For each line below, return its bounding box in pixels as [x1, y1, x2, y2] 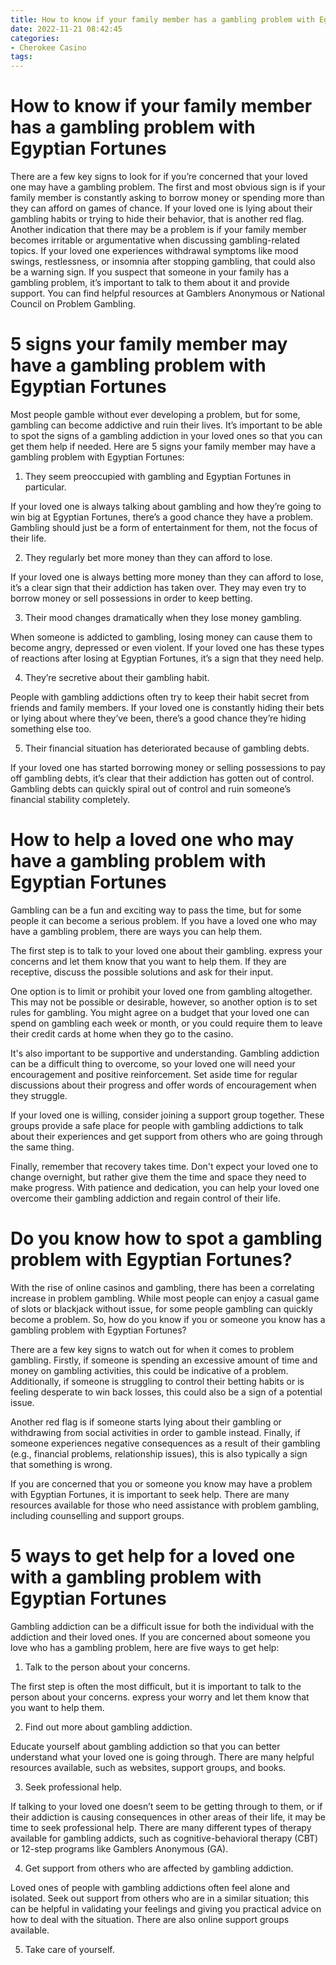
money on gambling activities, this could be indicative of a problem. [10, 1364, 289, 1376]
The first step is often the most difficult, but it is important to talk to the [10, 1680, 302, 1692]
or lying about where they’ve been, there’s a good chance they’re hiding [10, 712, 307, 724]
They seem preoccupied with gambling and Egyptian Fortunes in [24, 471, 292, 482]
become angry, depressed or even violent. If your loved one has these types [10, 642, 325, 653]
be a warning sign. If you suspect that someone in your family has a [10, 266, 290, 278]
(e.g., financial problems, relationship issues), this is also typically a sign [10, 1447, 308, 1460]
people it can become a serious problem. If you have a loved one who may [10, 914, 318, 926]
